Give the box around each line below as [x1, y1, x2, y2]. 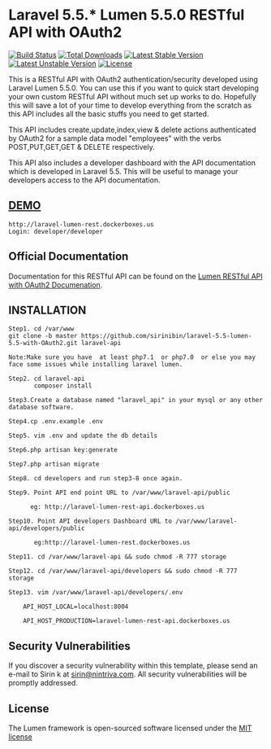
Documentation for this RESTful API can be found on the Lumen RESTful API [8, 271, 263, 281]
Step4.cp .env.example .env [8, 418, 104, 426]
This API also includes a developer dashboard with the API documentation [8, 157, 256, 168]
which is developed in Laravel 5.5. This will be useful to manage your [8, 166, 239, 176]
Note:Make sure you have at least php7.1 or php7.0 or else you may [8, 353, 256, 361]
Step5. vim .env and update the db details [8, 431, 158, 440]
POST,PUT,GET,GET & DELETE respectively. [8, 142, 156, 151]
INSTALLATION [8, 303, 87, 317]
